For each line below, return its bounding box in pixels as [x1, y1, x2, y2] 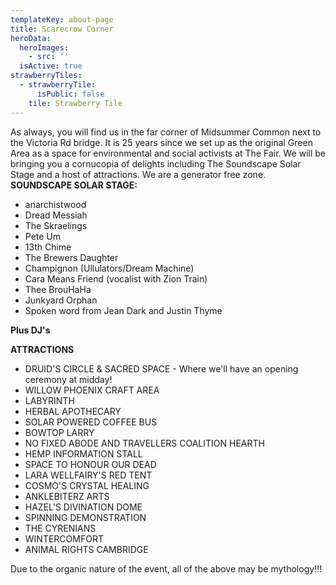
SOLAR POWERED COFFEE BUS [24, 416, 158, 428]
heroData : [10, 33, 52, 43]
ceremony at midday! [24, 373, 113, 385]
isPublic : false [36, 89, 105, 99]
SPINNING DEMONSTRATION [24, 511, 147, 523]
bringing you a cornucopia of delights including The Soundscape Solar [10, 157, 302, 170]
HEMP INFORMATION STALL [24, 447, 143, 460]
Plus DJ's [10, 324, 51, 336]
